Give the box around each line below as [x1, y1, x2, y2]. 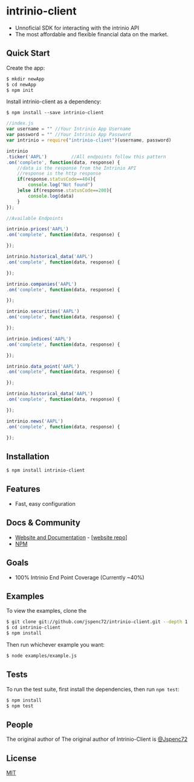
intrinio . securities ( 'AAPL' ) [6, 308, 80, 315]
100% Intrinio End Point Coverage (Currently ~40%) [15, 574, 145, 581]
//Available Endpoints [6, 215, 63, 221]
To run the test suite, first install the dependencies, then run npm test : [6, 685, 180, 693]
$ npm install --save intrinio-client [6, 110, 104, 116]
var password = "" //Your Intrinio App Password [6, 132, 131, 138]
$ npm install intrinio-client [6, 467, 85, 474]
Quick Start [6, 48, 50, 59]
